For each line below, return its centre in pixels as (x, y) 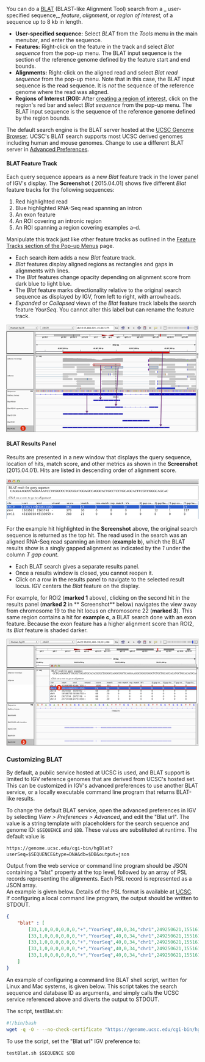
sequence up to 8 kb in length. (45, 22)
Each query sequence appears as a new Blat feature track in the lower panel (103, 177)
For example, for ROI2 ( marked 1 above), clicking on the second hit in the (98, 597)
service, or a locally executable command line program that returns (91, 792)
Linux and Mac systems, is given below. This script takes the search (92, 986)
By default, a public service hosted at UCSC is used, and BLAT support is (98, 773)
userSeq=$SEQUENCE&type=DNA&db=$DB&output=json (68, 854)
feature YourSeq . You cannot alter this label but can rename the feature (105, 310)
